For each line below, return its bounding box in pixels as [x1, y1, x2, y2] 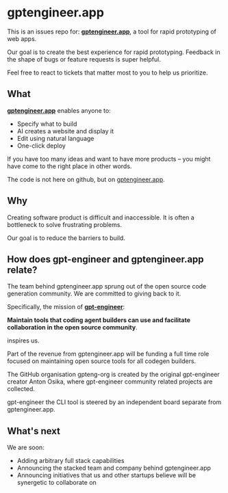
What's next [7, 425, 60, 437]
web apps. [7, 34, 37, 42]
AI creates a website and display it [16, 126, 114, 135]
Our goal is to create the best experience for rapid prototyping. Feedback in [7, 48, 220, 56]
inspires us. [7, 336, 40, 345]
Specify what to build [16, 120, 77, 128]
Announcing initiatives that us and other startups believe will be [16, 471, 197, 479]
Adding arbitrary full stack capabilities [16, 457, 125, 465]
